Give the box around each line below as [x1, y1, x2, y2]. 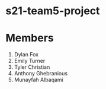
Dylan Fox [14, 51, 39, 58]
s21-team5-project [5, 4, 100, 18]
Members [5, 31, 54, 45]
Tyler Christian [14, 63, 50, 71]
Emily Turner [14, 58, 46, 65]
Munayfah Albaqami [14, 76, 63, 84]
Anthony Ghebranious [14, 70, 68, 77]
